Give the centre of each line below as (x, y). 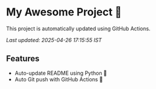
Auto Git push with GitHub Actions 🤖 (59, 79)
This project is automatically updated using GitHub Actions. (78, 28)
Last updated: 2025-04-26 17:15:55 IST (54, 40)
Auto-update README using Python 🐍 (61, 73)
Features (23, 59)
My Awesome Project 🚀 (64, 12)
